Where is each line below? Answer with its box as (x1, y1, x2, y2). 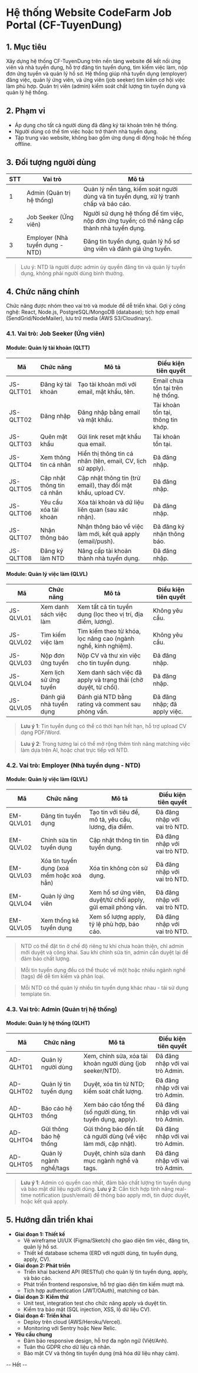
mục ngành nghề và (83, 1157, 138, 1165)
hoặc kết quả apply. (20, 1198, 69, 1205)
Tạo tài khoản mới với (77, 380, 137, 388)
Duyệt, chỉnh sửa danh (83, 1150, 146, 1158)
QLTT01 (9, 387, 32, 396)
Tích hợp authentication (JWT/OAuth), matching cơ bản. (23, 1287, 160, 1294)
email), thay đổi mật (77, 481, 133, 489)
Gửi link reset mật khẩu (77, 432, 141, 440)
